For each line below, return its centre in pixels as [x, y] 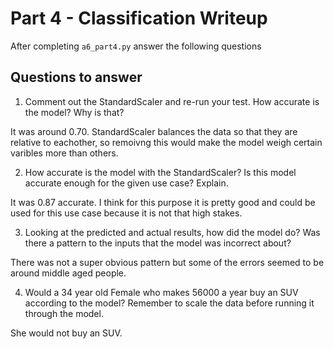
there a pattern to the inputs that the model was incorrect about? [158, 243]
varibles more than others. [64, 153]
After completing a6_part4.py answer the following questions [136, 46]
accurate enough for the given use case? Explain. [126, 183]
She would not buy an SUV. [66, 333]
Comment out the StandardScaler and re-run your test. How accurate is [172, 101]
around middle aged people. [68, 273]
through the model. [64, 313]
